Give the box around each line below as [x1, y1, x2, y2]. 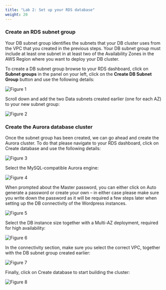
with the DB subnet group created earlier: [5, 250, 91, 256]
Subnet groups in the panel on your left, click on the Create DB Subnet [5, 71, 152, 77]
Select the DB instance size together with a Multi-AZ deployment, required [5, 220, 158, 226]
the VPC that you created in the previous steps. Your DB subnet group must [5, 45, 161, 51]
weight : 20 [5, 12, 28, 17]
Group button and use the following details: [5, 76, 94, 82]
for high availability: [5, 225, 46, 231]
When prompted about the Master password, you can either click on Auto [5, 184, 156, 191]
